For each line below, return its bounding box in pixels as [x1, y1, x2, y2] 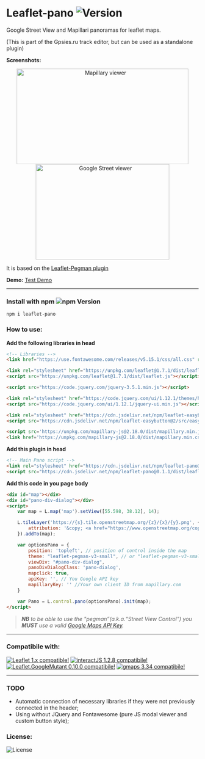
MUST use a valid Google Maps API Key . [21, 622, 124, 629]
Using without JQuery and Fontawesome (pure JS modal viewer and [15, 711, 187, 718]
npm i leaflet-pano [6, 311, 56, 318]
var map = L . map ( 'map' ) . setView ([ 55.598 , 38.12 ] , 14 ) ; [17, 509, 160, 515]
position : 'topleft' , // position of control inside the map [28, 547, 187, 554]
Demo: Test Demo [6, 276, 52, 283]
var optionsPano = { [17, 542, 70, 548]
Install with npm [6, 297, 55, 305]
